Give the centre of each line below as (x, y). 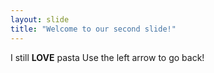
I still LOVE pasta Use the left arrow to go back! (107, 57)
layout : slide (40, 19)
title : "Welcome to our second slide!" (93, 29)
